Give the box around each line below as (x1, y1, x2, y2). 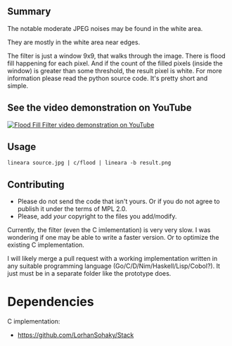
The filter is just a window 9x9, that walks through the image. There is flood (7, 51, 226, 60)
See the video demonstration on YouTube (7, 102, 192, 114)
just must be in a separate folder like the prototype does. (7, 269, 172, 278)
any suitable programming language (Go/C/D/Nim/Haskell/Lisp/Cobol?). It (7, 262, 220, 270)
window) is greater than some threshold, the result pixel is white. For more (7, 66, 223, 75)
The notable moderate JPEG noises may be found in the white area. (7, 24, 203, 32)
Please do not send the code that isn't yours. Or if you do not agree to (17, 197, 220, 206)
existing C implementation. (7, 241, 84, 249)
